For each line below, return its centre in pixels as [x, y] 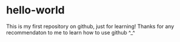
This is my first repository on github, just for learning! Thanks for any [90, 26]
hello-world [36, 10]
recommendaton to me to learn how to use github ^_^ [71, 32]
